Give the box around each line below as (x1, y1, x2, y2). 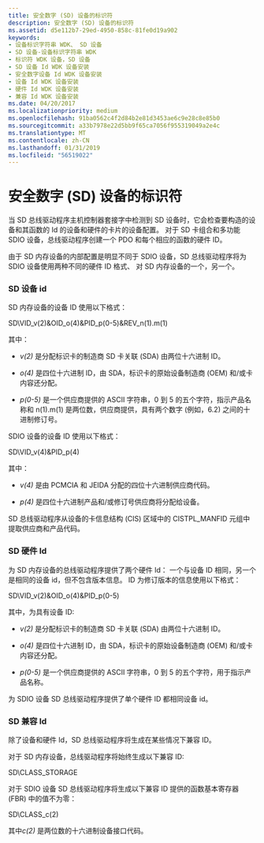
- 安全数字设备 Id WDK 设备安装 (8, 70, 102, 78)
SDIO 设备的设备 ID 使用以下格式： (8, 431, 121, 441)
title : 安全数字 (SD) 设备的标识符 (8, 11, 113, 20)
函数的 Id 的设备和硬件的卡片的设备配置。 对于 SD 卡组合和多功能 (28, 225, 241, 235)
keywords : (8, 33, 41, 42)
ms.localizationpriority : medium (8, 107, 118, 115)
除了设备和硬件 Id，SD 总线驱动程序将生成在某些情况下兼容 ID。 (8, 736, 217, 745)
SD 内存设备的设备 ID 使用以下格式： (8, 303, 128, 312)
